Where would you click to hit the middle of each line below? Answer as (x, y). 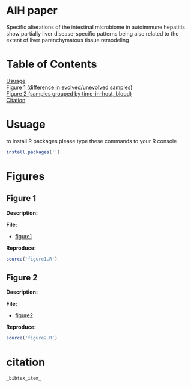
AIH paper (32, 11)
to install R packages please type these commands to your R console (92, 141)
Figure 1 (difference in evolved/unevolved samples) (69, 87)
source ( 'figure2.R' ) (32, 338)
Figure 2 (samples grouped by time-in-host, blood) (69, 93)
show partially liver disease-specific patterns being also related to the (92, 33)
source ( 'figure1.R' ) (32, 259)
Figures (26, 176)
